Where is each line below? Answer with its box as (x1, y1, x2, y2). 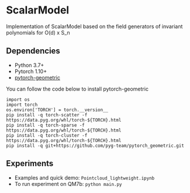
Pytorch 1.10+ (14, 68, 47, 75)
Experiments (6, 158, 54, 168)
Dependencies (6, 46, 60, 56)
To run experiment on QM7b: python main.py (14, 180, 122, 187)
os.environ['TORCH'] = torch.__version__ (6, 106, 109, 113)
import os (6, 96, 30, 102)
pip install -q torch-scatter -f (6, 112, 88, 118)
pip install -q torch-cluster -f (6, 132, 88, 138)
